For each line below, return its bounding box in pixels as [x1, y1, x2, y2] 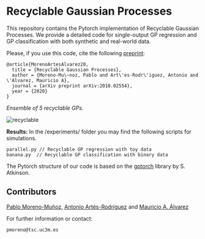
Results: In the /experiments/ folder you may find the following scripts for [6, 127, 192, 135]
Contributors [6, 187, 57, 197]
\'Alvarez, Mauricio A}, [6, 77, 70, 83]
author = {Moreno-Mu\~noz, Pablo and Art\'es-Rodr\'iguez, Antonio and [12, 72, 199, 78]
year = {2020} [12, 88, 48, 94]
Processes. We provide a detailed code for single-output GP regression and [6, 31, 197, 38]
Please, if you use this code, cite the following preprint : [6, 49, 145, 56]
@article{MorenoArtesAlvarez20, [6, 61, 89, 67]
